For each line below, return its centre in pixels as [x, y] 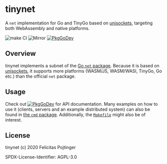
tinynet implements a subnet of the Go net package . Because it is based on [82, 65]
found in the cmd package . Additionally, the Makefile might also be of [76, 114]
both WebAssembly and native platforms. [47, 28]
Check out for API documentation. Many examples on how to [82, 104]
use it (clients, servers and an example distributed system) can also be [78, 109]
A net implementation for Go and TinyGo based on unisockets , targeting [79, 23]
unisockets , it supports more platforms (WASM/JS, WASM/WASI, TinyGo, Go [83, 71]
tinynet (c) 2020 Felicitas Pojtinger [41, 148]
